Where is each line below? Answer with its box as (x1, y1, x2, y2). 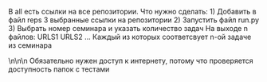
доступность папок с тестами (8, 64, 110, 74)
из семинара (8, 41, 53, 50)
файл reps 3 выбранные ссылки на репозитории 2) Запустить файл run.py (8, 15, 260, 25)
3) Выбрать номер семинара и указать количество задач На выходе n (8, 24, 249, 33)
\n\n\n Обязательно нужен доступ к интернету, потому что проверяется (8, 56, 253, 65)
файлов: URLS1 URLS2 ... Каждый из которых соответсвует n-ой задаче (8, 32, 252, 41)
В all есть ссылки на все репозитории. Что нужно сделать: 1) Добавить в (8, 7, 257, 16)
